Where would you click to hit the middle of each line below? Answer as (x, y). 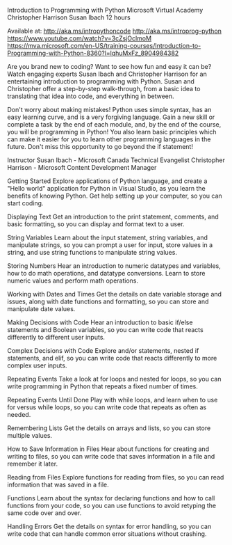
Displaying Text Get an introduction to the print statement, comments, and (113, 216)
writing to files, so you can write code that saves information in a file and (111, 456)
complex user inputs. (37, 365)
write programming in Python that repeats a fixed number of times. (102, 386)
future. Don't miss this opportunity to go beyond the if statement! (100, 147)
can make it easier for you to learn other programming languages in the (109, 139)
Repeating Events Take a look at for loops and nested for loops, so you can (114, 379)
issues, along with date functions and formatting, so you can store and (108, 301)
